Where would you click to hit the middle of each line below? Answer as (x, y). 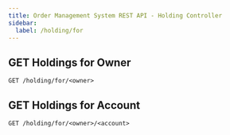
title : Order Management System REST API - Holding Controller (115, 15)
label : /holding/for (49, 30)
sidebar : (23, 23)
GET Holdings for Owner (70, 62)
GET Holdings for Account (74, 105)
